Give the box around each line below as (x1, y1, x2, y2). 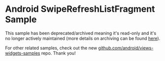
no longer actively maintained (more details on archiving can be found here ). (5, 35, 161, 41)
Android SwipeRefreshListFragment (5, 3, 155, 15)
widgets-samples (5, 50, 40, 56)
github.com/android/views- (98, 45, 154, 51)
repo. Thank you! (41, 50, 76, 56)
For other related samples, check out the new (5, 45, 98, 51)
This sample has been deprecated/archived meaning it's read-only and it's (5, 30, 157, 36)
